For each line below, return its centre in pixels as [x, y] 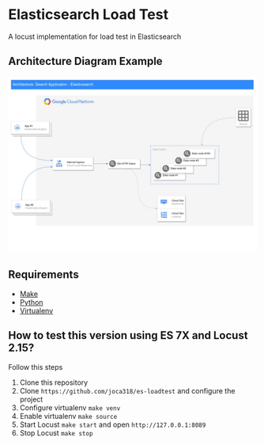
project [31, 399]
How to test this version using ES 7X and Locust [128, 335]
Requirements [43, 275]
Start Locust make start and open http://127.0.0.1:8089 [113, 424]
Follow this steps [36, 367]
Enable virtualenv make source [68, 416]
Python [31, 302]
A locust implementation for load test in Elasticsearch [95, 36]
